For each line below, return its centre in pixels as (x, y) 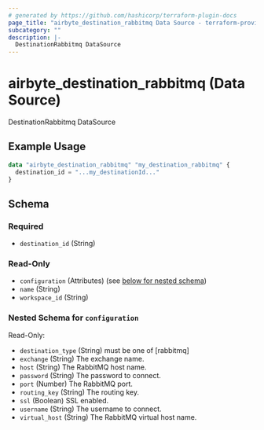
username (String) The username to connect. (91, 409)
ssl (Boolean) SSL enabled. (64, 400)
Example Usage (47, 147)
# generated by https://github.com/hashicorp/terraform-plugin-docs (123, 15)
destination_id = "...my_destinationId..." (87, 172)
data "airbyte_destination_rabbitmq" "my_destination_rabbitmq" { (119, 165)
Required (26, 226)
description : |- (35, 37)
